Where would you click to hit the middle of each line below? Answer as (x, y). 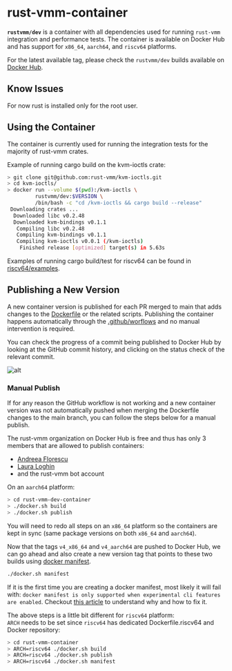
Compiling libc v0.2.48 (50, 228)
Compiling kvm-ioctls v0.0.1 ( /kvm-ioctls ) (80, 242)
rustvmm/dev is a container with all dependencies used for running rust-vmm (114, 32)
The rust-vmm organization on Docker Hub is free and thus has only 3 (107, 438)
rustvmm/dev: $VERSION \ (69, 197)
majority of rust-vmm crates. (48, 151)
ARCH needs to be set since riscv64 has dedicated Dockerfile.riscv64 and (110, 622)
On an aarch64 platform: (41, 487)
